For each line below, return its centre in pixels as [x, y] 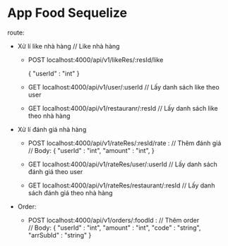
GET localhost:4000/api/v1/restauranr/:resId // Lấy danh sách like [123, 108]
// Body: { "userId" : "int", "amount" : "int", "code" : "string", [114, 228]
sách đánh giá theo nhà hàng [70, 192]
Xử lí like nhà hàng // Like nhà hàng [68, 46]
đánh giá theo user [55, 171]
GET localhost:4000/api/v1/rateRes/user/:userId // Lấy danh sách [122, 164]
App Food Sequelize [67, 13]
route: [16, 32]
